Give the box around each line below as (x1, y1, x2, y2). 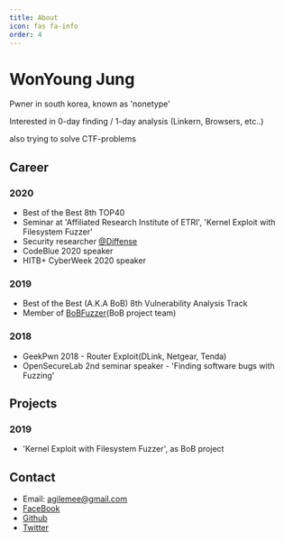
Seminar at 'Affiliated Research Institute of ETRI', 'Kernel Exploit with (22, 217, 276, 227)
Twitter (22, 522, 50, 533)
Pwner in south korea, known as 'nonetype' (9, 98, 171, 109)
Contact (9, 470, 56, 485)
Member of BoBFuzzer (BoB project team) (22, 307, 177, 318)
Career (9, 160, 50, 175)
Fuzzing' (22, 370, 55, 381)
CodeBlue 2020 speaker (22, 245, 114, 256)
